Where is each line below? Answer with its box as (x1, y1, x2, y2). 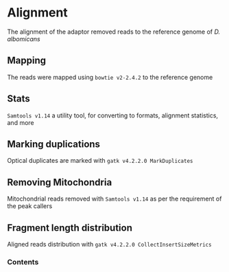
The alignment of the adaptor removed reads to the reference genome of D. (7, 27, 221, 36)
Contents (7, 257, 39, 267)
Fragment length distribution (7, 222, 132, 234)
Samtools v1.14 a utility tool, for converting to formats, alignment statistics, (7, 111, 218, 120)
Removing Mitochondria (7, 177, 112, 188)
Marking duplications (7, 138, 101, 150)
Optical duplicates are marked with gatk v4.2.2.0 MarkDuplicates (7, 157, 193, 165)
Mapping (7, 55, 47, 67)
